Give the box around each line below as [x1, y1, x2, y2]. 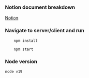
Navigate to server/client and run [5, 27, 85, 34]
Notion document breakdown [5, 4, 75, 11]
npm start [14, 47, 34, 52]
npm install [14, 38, 38, 43]
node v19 [5, 69, 23, 74]
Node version [5, 58, 38, 65]
